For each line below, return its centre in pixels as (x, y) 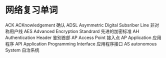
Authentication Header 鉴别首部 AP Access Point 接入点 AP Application (78, 37)
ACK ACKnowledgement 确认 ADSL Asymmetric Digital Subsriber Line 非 (80, 25)
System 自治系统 (22, 50)
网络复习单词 (32, 10)
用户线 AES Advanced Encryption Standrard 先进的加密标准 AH (74, 31)
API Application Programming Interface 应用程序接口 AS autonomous (86, 43)
